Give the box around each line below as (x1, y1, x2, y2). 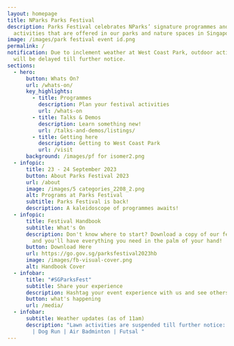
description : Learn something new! (38, 120, 141, 128)
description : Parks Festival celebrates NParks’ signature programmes (7, 23, 217, 30)
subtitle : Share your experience (25, 283, 123, 289)
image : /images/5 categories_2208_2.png (25, 186, 145, 193)
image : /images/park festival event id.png (7, 36, 136, 43)
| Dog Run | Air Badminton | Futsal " (32, 328, 145, 335)
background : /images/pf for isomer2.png (25, 153, 145, 160)
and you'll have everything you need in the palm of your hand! (32, 237, 223, 244)
